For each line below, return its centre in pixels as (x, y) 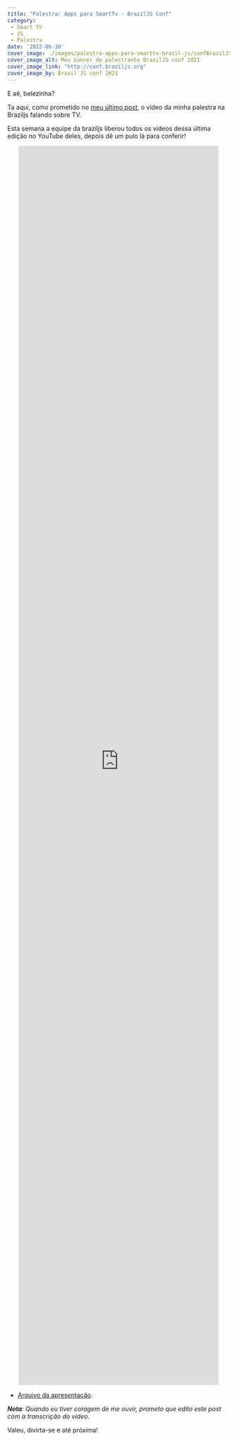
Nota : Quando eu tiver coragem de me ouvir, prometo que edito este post (114, 1408)
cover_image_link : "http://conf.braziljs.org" (77, 67)
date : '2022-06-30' (36, 47)
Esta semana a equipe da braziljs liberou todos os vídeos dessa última (109, 128)
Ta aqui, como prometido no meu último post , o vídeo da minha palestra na (116, 107)
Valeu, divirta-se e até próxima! (53, 1430)
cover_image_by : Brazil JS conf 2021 (63, 73)
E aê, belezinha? (31, 93)
